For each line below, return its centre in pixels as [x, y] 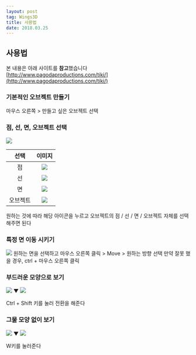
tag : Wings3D [22, 17]
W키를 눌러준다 [24, 346]
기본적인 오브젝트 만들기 [38, 97]
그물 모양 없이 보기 [30, 320]
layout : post [22, 11]
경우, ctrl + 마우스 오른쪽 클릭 [46, 260]
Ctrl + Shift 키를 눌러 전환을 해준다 [46, 303]
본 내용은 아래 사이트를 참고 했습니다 [47, 68]
